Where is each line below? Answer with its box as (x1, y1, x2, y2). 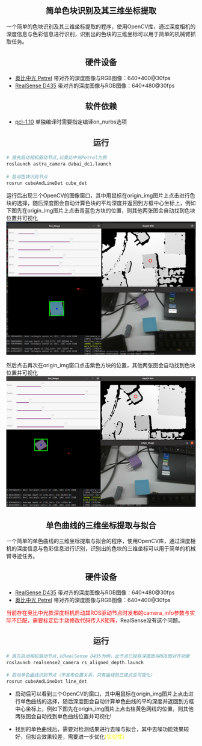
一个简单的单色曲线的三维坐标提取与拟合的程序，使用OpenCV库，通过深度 (6, 538, 191, 545)
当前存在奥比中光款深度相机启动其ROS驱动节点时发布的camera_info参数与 (6, 609, 190, 616)
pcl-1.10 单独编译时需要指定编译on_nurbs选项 (14, 118, 127, 125)
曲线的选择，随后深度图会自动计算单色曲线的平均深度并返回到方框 (31, 698, 194, 705)
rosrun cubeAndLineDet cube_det (6, 180, 87, 186)
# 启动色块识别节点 (6, 173, 48, 179)
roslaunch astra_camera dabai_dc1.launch (6, 161, 112, 167)
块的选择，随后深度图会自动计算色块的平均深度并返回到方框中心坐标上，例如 (6, 199, 196, 207)
